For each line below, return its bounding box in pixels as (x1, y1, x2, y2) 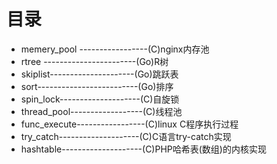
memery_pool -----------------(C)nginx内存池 (20, 43, 210, 55)
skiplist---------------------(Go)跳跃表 (20, 68, 179, 80)
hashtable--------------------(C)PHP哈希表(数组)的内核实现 (20, 143, 267, 155)
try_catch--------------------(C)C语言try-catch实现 (20, 130, 232, 142)
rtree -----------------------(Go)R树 (20, 55, 169, 67)
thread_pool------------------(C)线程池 (20, 105, 183, 117)
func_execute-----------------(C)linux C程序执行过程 (20, 118, 239, 130)
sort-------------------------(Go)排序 (20, 80, 174, 92)
